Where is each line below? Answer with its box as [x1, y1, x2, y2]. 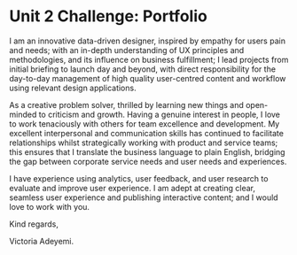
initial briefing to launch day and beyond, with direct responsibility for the [9, 64, 277, 74]
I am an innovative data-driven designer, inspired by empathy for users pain [9, 35, 286, 46]
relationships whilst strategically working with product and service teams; [9, 137, 278, 148]
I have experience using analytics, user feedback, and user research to [9, 173, 269, 183]
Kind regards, [9, 219, 59, 229]
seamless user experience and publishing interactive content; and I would [9, 192, 278, 203]
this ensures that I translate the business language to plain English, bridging [9, 146, 285, 157]
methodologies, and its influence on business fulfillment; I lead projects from [9, 54, 289, 65]
